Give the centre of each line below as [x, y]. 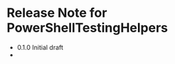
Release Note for [57, 13]
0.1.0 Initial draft [40, 47]
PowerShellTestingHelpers [87, 28]
